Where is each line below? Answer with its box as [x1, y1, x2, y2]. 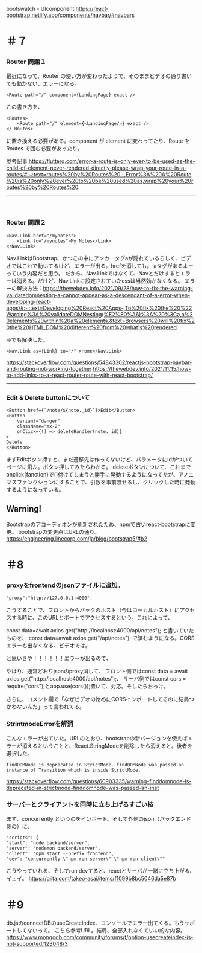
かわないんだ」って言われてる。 [6, 703, 85, 710]
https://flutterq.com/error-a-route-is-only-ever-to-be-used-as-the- [28, 158, 195, 165]
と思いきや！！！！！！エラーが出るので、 [6, 655, 112, 662]
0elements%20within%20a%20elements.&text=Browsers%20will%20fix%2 [6, 317, 195, 324]
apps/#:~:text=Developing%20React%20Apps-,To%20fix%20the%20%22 [6, 304, 192, 312]
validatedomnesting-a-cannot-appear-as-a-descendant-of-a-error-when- [6, 291, 191, 298]
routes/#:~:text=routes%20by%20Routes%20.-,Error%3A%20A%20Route [6, 171, 192, 178]
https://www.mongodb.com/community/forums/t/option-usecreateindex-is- [6, 933, 194, 941]
